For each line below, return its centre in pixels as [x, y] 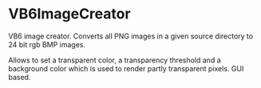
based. [20, 77]
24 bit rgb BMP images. [47, 44]
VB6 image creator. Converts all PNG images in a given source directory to [131, 36]
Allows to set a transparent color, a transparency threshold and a [115, 60]
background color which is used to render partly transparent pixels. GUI [126, 68]
